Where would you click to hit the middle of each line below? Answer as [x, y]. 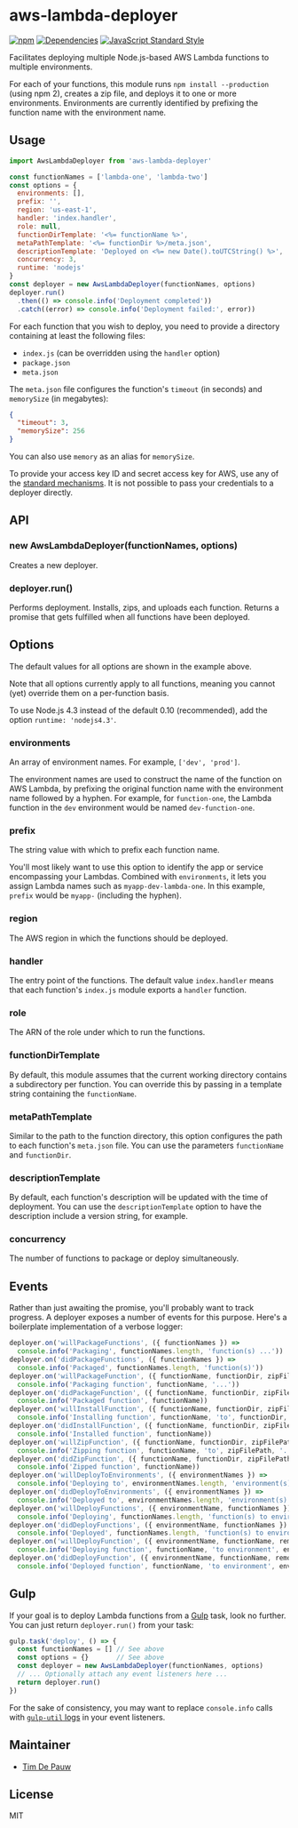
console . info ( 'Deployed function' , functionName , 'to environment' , [146, 1566]
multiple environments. [51, 67]
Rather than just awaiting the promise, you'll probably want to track [132, 1308]
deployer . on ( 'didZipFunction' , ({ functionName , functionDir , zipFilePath [150, 1459]
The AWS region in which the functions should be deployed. [119, 938]
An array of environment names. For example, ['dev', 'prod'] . [125, 762]
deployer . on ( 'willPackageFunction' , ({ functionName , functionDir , [137, 1376]
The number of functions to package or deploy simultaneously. [124, 1258]
